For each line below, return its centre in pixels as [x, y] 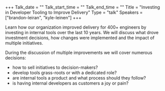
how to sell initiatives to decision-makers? [55, 67]
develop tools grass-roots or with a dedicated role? [64, 73]
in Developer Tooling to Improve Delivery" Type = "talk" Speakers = [74, 12]
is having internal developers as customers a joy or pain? [70, 83]
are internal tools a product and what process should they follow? [79, 78]
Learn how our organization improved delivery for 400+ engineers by [76, 27]
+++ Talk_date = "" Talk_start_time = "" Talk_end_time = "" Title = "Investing [82, 7]
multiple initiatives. [24, 43]
